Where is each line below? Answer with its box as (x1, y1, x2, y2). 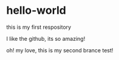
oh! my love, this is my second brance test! (6, 46, 114, 54)
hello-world (6, 4, 67, 17)
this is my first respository (6, 23, 72, 31)
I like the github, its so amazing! (6, 35, 86, 42)
